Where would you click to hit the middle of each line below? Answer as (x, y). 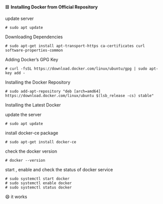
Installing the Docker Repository (38, 82)
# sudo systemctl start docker (37, 179)
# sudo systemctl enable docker (38, 183)
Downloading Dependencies (34, 37)
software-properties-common (34, 50)
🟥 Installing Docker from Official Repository (52, 7)
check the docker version (31, 151)
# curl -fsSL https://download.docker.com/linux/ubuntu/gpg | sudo (76, 69)
